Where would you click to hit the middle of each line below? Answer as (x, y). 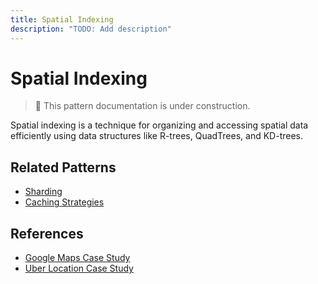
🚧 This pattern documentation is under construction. (142, 106)
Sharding (43, 192)
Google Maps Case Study (77, 258)
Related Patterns (63, 167)
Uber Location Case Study (79, 268)
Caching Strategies (64, 202)
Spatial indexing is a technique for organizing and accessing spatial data (159, 125)
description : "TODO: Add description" (91, 29)
